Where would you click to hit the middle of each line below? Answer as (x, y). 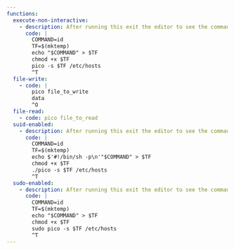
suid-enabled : (33, 124)
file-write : (31, 79)
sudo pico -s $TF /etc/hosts (74, 228)
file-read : (29, 111)
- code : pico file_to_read (59, 118)
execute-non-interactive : (51, 20)
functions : (22, 14)
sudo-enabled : (33, 183)
